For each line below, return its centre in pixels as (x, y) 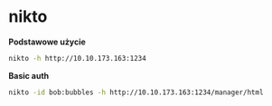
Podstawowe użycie (47, 42)
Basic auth (29, 75)
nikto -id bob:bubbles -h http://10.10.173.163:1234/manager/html (136, 92)
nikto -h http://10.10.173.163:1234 (77, 58)
